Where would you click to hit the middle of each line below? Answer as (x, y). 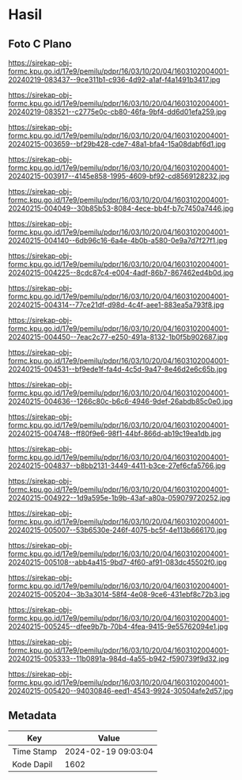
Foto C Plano (40, 44)
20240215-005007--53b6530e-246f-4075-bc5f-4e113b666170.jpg (118, 530)
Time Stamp (35, 751)
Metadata (32, 715)
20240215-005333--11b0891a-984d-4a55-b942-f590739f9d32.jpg (119, 658)
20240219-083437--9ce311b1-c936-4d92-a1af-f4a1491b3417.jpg (114, 80)
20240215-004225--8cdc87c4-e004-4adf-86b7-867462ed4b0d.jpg (121, 272)
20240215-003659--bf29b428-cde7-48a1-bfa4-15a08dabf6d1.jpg (117, 144)
